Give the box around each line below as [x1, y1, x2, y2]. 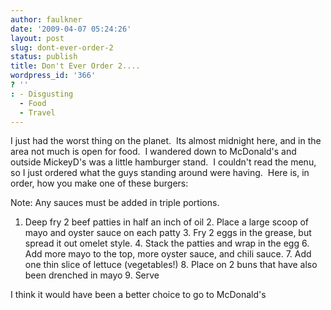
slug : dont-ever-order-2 [10, 42, 114, 53]
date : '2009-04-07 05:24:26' [10, 24, 132, 34]
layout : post [10, 33, 65, 43]
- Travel [19, 107, 56, 118]
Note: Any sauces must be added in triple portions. [10, 197, 220, 209]
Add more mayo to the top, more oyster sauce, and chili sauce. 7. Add [24, 248, 312, 260]
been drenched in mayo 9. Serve [24, 269, 160, 281]
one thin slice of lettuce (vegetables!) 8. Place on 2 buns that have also [24, 259, 318, 271]
